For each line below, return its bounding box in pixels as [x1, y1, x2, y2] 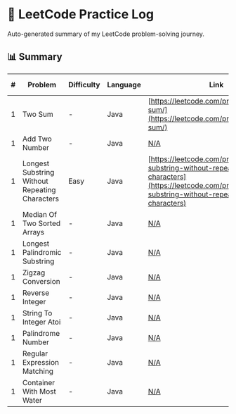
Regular [22, 349, 48, 358]
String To [22, 308, 53, 318]
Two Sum [22, 109, 54, 119]
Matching [22, 366, 54, 376]
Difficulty [67, 80, 100, 89]
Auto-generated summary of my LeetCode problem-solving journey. [7, 30, 205, 38]
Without [22, 176, 49, 186]
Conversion [22, 276, 61, 286]
